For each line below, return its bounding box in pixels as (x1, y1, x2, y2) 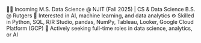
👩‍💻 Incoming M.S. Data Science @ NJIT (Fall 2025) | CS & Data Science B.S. (6, 6, 196, 13)
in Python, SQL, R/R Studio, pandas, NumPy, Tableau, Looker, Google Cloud (6, 19, 194, 25)
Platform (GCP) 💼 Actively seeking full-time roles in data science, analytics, (6, 24, 193, 32)
